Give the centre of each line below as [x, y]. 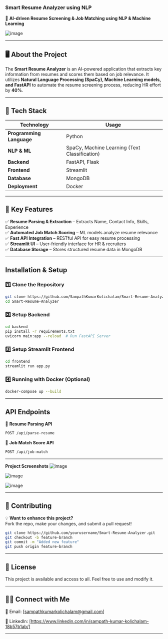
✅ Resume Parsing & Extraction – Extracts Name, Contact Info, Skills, [77, 221]
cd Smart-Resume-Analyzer [32, 302]
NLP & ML [19, 151]
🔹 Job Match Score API [29, 443]
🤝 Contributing [28, 506]
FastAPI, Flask [83, 162]
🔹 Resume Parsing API [29, 424]
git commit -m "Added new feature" [42, 542]
